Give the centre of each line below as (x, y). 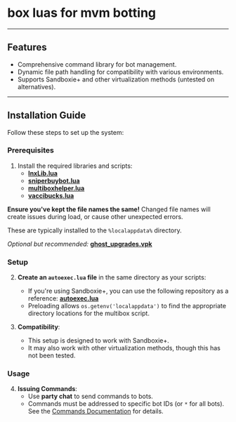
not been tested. (52, 355)
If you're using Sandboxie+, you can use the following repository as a (128, 291)
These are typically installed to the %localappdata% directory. (95, 230)
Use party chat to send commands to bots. (90, 396)
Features (27, 47)
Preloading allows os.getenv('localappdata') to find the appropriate (127, 306)
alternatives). (37, 86)
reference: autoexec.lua (63, 298)
